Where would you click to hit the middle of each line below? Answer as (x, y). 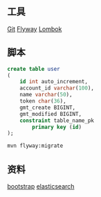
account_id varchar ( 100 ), (57, 88)
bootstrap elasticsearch (41, 186)
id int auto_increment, (54, 82)
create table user (34, 69)
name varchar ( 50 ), (46, 95)
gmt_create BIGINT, (48, 108)
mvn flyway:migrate (35, 146)
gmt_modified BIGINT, (50, 114)
